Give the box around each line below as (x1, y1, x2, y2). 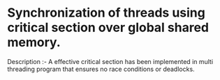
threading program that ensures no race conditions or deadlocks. (7, 65, 195, 73)
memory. (7, 35, 61, 50)
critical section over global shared (7, 19, 210, 35)
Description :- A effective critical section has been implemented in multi (7, 57, 214, 65)
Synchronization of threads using (7, 5, 206, 21)
